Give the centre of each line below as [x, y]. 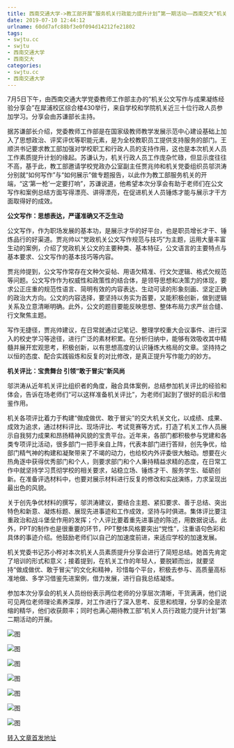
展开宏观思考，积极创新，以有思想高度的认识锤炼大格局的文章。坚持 [117, 348]
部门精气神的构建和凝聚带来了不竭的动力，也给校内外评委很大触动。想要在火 [117, 453]
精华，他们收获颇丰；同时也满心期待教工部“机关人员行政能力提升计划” [120, 611]
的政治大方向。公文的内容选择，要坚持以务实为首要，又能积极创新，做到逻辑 [117, 298]
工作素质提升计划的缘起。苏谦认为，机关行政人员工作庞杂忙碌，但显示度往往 [117, 158]
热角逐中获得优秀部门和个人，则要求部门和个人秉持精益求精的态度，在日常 [114, 461]
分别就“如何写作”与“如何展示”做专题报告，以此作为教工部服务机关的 [104, 175]
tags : [15, 33]
